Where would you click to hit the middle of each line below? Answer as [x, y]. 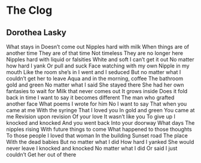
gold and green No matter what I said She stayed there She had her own [95, 85]
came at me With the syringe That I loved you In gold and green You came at [100, 110]
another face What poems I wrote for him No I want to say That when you [97, 104]
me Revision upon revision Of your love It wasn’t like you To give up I [91, 116]
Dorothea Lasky [36, 33]
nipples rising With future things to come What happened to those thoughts [99, 129]
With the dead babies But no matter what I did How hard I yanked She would [100, 142]
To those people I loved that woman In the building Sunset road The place [97, 136]
